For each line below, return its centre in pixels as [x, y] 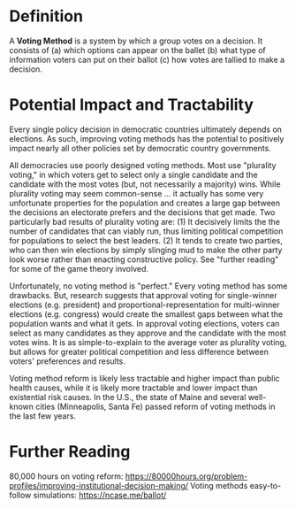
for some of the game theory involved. [79, 268]
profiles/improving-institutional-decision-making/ [99, 485]
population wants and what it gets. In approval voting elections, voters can [144, 323]
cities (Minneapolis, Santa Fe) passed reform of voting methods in [155, 406]
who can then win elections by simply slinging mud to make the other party [146, 250]
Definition [46, 16]
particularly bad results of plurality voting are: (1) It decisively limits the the [145, 221]
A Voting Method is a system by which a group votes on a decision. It [136, 41]
